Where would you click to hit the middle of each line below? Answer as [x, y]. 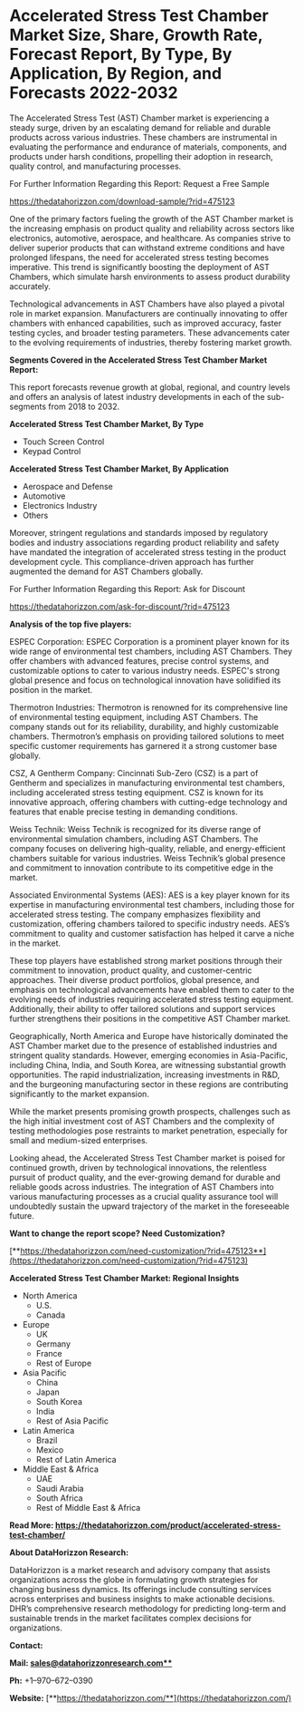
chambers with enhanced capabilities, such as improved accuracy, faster [146, 323]
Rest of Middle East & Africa [88, 1507]
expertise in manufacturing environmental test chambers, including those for [152, 904]
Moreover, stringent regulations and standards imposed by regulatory [139, 532]
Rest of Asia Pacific [72, 1421]
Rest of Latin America [76, 1459]
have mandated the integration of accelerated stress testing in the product [148, 552]
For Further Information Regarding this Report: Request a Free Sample [139, 183]
